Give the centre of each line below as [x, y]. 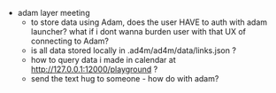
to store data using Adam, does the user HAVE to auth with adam [149, 22]
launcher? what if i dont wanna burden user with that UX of [138, 31]
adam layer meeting [54, 13]
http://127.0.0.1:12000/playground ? [94, 69]
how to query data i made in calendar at [103, 60]
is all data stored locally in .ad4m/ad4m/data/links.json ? [134, 50]
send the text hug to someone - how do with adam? [125, 78]
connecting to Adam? [69, 41]
